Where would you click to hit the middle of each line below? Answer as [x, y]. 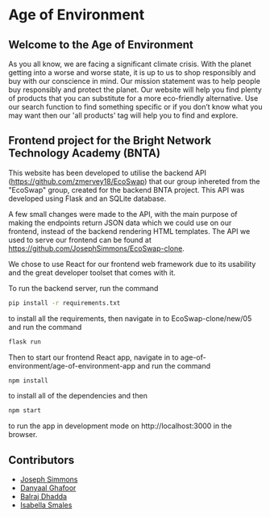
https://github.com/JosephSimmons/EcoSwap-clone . [97, 248]
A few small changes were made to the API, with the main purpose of [123, 214]
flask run [25, 342]
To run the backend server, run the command [83, 288]
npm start [25, 411]
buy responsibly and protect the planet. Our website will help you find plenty [135, 90]
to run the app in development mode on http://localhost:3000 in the [120, 426]
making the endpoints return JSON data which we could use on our [120, 223]
